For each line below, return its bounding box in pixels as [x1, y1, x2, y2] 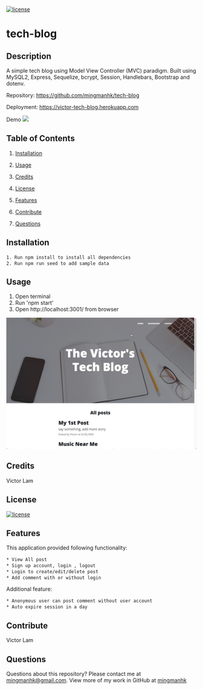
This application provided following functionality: [6, 544, 128, 551]
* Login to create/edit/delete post [6, 569, 98, 575]
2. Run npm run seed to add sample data [6, 260, 110, 267]
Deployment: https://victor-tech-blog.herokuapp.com [6, 104, 139, 110]
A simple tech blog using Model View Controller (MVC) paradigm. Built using [6, 67, 196, 74]
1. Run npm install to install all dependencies [6, 254, 131, 260]
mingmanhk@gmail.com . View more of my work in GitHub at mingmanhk [6, 677, 187, 684]
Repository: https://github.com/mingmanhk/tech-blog [6, 91, 140, 99]
